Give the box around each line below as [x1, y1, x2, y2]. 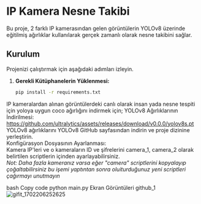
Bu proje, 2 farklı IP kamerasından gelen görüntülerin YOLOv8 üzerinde [6, 25, 186, 32]
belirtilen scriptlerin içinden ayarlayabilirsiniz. [6, 152, 121, 160]
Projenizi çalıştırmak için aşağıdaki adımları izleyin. [6, 65, 134, 73]
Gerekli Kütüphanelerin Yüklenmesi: [15, 77, 110, 84]
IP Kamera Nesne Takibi [6, 4, 130, 18]
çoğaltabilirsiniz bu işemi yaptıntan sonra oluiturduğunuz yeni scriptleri [6, 165, 186, 173]
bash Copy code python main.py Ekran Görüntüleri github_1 [6, 184, 156, 191]
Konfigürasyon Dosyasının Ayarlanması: [6, 139, 107, 147]
